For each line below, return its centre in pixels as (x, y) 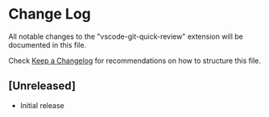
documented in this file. (48, 44)
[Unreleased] (42, 86)
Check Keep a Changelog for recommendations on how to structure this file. (135, 61)
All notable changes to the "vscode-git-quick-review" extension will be (126, 36)
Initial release (42, 105)
